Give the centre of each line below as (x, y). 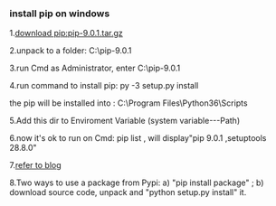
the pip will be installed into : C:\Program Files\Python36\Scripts (128, 103)
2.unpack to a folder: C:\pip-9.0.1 (71, 51)
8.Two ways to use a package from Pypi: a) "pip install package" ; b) (137, 183)
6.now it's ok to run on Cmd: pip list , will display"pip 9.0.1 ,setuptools (138, 138)
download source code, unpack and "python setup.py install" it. (128, 192)
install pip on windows (60, 14)
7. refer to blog (35, 165)
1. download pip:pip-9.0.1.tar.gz (67, 33)
